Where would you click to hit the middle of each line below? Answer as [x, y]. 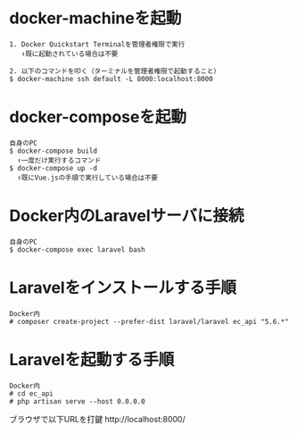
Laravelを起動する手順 [92, 359]
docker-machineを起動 [95, 18]
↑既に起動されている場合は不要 [70, 54]
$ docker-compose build [54, 151]
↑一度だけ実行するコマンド [59, 160]
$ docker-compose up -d [54, 168]
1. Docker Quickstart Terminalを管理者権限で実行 [97, 44]
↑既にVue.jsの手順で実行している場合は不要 [88, 178]
